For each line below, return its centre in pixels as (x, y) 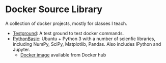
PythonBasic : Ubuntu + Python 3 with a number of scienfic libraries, (84, 39)
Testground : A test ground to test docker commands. (68, 33)
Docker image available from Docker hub (63, 55)
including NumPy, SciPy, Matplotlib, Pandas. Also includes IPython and (87, 44)
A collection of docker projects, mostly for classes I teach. (66, 23)
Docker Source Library (54, 9)
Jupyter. (21, 49)
